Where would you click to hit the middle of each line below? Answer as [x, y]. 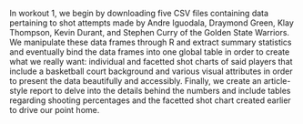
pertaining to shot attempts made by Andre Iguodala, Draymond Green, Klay [151, 23]
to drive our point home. [55, 110]
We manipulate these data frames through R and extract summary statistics [151, 42]
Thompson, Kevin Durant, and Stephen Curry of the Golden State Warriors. [149, 32]
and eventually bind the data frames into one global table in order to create [150, 52]
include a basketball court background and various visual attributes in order [151, 71]
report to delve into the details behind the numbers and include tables [160, 91]
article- [277, 81]
